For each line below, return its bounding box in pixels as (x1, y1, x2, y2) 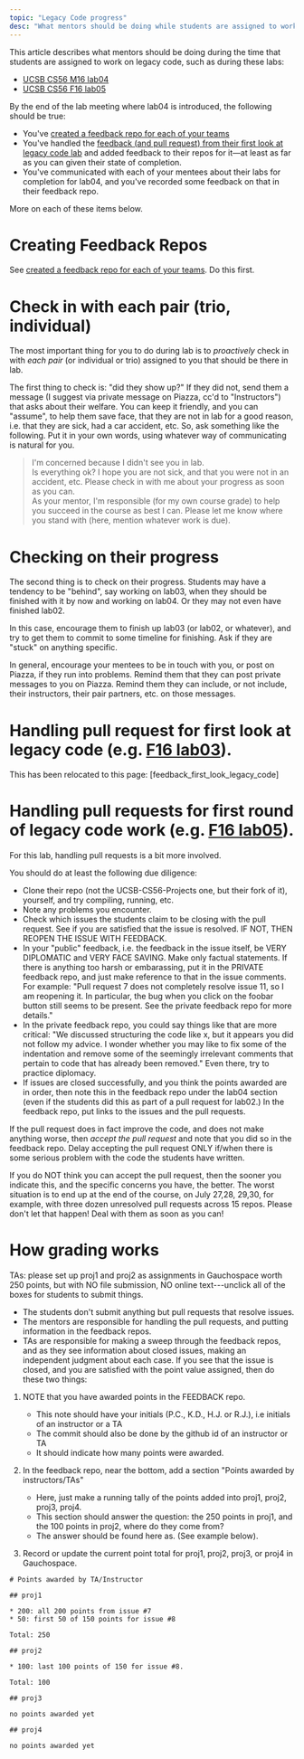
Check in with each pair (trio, (9, 296, 231, 317)
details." (22, 1010, 53, 1021)
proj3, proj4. (35, 1502, 82, 1513)
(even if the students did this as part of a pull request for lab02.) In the (22, 1096, 285, 1108)
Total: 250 (9, 1631, 51, 1640)
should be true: (9, 110, 66, 121)
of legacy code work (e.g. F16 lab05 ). (9, 820, 294, 841)
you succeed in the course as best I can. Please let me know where (31, 506, 283, 516)
